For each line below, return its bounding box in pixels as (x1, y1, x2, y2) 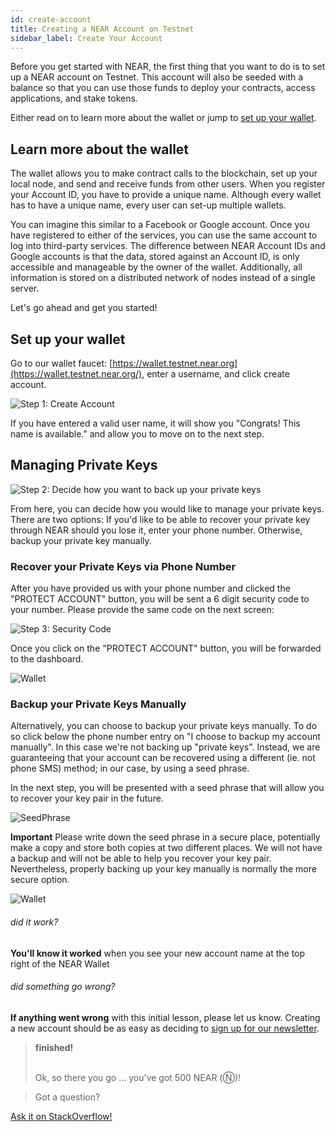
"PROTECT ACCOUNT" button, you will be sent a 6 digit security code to (10, 593, 310, 605)
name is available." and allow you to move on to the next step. (10, 428, 265, 440)
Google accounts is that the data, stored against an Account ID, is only (10, 251, 300, 263)
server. (10, 282, 40, 295)
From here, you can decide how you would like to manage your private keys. (10, 502, 325, 515)
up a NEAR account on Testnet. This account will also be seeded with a (10, 71, 304, 83)
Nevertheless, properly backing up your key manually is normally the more (10, 863, 317, 875)
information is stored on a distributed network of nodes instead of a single (10, 272, 316, 284)
